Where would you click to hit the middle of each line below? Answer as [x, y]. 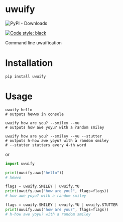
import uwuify [20, 164]
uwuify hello [19, 110]
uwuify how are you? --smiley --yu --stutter [53, 136]
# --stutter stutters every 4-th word [46, 145]
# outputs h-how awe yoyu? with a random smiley [57, 140]
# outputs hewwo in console [35, 114]
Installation [29, 63]
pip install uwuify [26, 77]
